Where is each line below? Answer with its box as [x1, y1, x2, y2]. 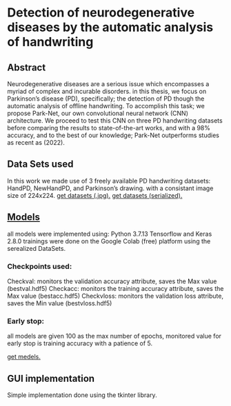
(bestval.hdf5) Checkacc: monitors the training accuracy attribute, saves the [7, 284, 224, 292]
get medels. [7, 353, 41, 361]
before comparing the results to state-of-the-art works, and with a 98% [7, 124, 211, 132]
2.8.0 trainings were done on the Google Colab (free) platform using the [7, 236, 211, 245]
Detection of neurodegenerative [7, 5, 195, 21]
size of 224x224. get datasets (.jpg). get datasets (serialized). [7, 191, 183, 199]
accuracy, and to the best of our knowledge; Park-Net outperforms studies [7, 131, 219, 139]
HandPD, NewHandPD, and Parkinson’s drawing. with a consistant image [7, 184, 214, 192]
